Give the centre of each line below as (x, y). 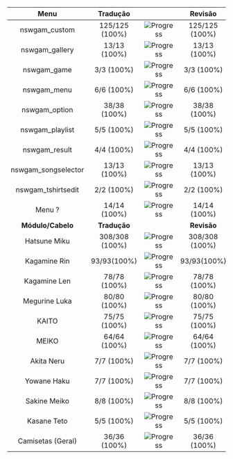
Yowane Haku (48, 381)
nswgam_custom (47, 30)
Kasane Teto (47, 421)
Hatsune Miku (48, 241)
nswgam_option (48, 110)
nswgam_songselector (48, 170)
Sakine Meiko (47, 401)
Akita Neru (48, 361)
